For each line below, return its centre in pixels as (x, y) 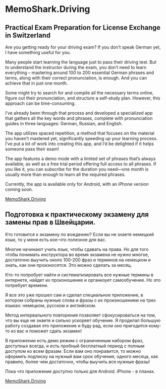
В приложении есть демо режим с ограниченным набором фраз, (74, 340)
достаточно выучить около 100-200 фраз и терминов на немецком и (78, 260)
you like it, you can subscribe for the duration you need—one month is (77, 169)
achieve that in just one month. (37, 83)
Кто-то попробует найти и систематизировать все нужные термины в (79, 275)
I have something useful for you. (38, 52)
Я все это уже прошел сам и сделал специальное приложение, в (74, 295)
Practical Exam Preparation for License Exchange (83, 28)
